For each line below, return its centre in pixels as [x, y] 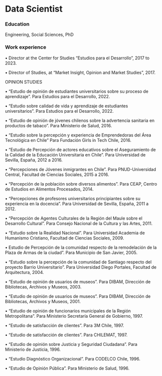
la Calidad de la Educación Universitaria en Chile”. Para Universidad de [75, 154]
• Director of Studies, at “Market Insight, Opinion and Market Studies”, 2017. [80, 72]
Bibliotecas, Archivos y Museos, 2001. [43, 301]
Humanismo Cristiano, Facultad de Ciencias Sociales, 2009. [65, 238]
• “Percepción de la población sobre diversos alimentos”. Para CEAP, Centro [81, 184]
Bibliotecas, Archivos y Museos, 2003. [43, 287]
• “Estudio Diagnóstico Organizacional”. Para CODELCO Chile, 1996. [73, 359]
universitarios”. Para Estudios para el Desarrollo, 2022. [59, 111]
